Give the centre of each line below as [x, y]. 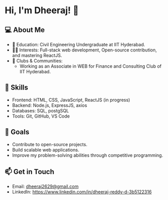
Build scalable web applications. [46, 150]
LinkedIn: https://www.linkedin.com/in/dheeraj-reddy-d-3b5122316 [82, 192]
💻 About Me [25, 30]
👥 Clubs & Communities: [37, 61]
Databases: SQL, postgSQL [40, 110]
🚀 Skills [16, 88]
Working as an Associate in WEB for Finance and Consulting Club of [91, 66]
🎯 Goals [17, 132]
